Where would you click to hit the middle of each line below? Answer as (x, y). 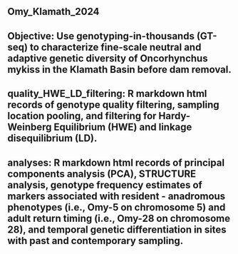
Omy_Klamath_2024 (53, 12)
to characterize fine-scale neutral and (115, 47)
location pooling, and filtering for (82, 116)
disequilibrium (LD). (52, 138)
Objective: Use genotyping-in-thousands (101, 36)
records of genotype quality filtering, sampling (113, 105)
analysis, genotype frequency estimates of (105, 185)
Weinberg (30, 127)
